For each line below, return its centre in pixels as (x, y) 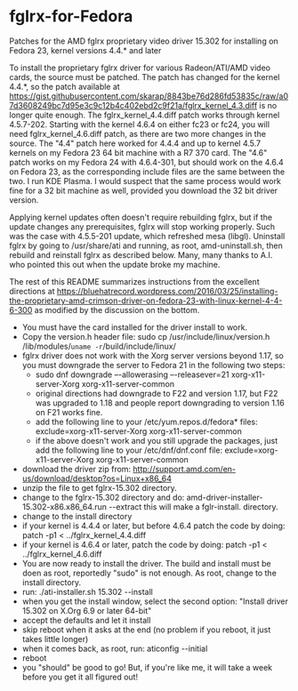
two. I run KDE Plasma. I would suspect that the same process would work (145, 181)
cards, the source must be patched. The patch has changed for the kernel (145, 76)
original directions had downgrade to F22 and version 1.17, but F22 (157, 393)
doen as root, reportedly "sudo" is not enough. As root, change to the (149, 573)
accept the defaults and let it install (86, 620)
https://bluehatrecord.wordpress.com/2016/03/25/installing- (167, 291)
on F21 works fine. (69, 412)
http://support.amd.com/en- (185, 469)
